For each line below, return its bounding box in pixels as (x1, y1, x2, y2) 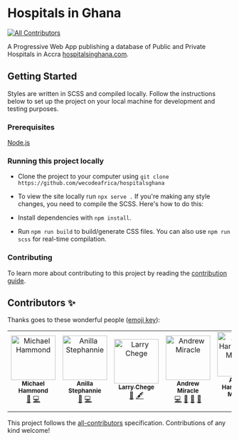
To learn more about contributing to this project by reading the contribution (7, 269, 228, 277)
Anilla (76, 380, 94, 388)
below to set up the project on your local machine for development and (7, 97, 216, 105)
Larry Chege (118, 383, 155, 392)
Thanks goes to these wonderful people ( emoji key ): (7, 316, 161, 324)
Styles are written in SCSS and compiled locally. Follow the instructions (7, 89, 216, 97)
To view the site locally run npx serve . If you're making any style (17, 192, 211, 200)
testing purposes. (7, 104, 59, 113)
